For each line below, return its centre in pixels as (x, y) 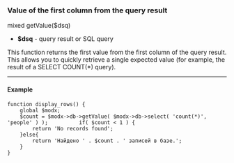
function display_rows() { (46, 104)
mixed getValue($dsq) (39, 26)
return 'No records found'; (73, 128)
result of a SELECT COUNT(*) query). (62, 67)
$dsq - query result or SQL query (65, 39)
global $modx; (40, 110)
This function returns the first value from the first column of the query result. (117, 52)
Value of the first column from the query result (87, 10)
